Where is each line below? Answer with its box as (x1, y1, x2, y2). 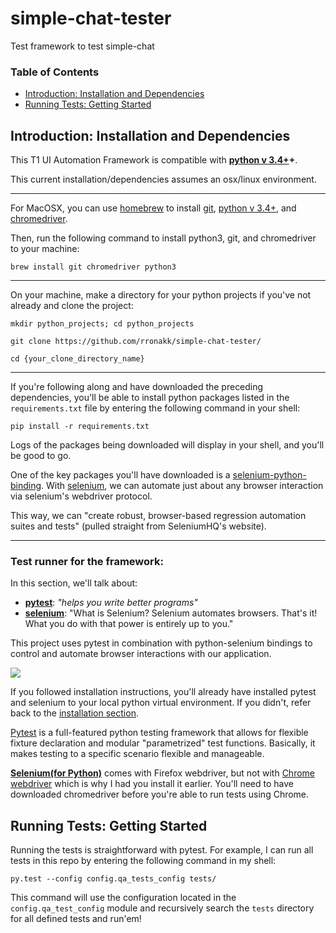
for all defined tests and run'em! (10, 913, 142, 925)
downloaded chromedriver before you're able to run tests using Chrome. (10, 788, 310, 801)
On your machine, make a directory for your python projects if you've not (10, 289, 312, 301)
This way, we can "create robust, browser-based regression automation (10, 510, 307, 522)
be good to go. (10, 450, 72, 462)
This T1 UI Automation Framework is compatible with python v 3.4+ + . (10, 154, 298, 166)
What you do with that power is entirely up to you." (24, 618, 234, 630)
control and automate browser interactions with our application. (10, 648, 272, 660)
